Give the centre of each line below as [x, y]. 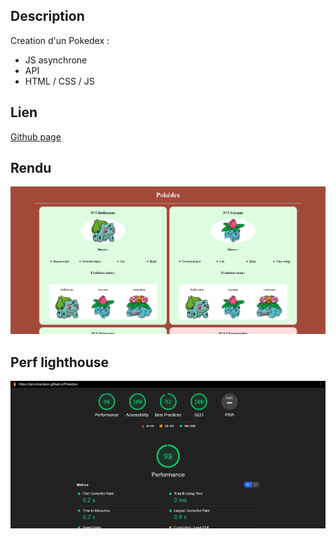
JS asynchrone [56, 60]
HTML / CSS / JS [59, 81]
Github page [36, 136]
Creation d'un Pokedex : [60, 40]
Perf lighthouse [59, 362]
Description [47, 16]
